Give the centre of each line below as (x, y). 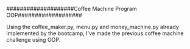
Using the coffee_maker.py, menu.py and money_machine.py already (93, 27)
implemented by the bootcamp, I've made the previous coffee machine (95, 33)
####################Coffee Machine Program (72, 9)
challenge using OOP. (33, 40)
